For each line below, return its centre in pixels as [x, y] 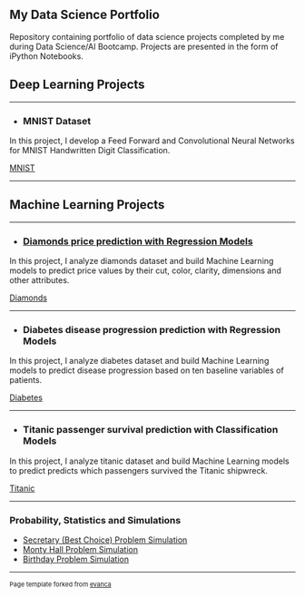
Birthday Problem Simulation [76, 559]
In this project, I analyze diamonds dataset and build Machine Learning [142, 261]
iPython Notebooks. [46, 56]
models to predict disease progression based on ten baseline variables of [147, 370]
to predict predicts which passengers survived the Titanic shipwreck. [138, 470]
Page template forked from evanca [60, 584]
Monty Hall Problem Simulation [80, 549]
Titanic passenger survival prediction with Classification [150, 430]
